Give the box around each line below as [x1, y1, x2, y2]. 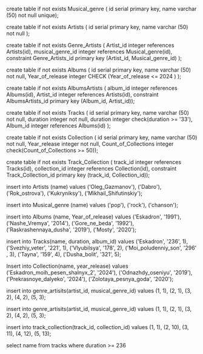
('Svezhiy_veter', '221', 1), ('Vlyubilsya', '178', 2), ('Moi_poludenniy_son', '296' [6, 244, 197, 251]
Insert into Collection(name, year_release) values [6, 262, 128, 270]
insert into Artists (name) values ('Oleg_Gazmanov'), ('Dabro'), [6, 183, 162, 190]
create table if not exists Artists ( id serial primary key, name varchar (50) [6, 24, 188, 30]
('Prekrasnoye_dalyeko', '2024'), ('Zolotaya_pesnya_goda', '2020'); [6, 276, 174, 282]
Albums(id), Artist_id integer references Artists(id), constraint [6, 91, 159, 98]
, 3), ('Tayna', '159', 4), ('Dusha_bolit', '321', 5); [6, 251, 121, 257]
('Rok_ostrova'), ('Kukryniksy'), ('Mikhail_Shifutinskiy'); [6, 189, 143, 197]
